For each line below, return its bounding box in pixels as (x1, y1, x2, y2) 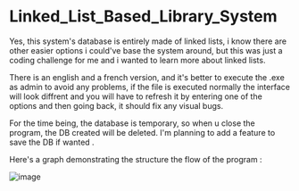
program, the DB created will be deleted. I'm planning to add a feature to (9, 127, 276, 137)
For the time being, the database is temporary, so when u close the (9, 118, 256, 129)
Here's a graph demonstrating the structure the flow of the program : (9, 154, 262, 164)
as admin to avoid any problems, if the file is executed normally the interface (9, 81, 290, 92)
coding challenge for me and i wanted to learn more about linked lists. (9, 54, 266, 65)
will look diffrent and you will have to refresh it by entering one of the (9, 91, 263, 102)
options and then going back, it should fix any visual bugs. (9, 100, 224, 111)
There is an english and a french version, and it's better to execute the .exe (9, 71, 286, 82)
